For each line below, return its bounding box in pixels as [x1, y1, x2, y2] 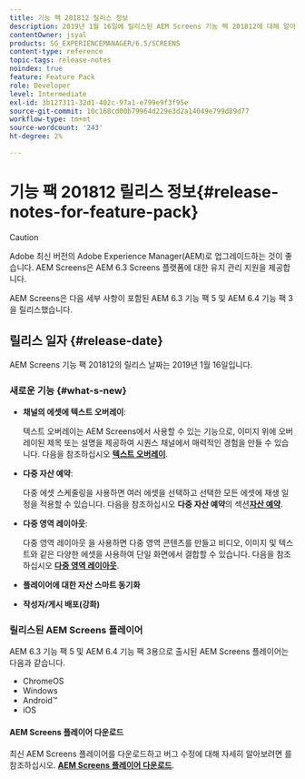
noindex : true [9, 65, 64, 74]
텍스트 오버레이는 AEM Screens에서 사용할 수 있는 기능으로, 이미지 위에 [22, 425, 277, 437]
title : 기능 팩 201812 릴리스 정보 [9, 13, 129, 23]
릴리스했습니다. [18, 304, 74, 315]
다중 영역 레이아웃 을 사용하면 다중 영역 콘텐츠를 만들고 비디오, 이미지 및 [22, 537, 277, 548]
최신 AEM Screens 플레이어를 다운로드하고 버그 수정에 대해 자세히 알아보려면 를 [9, 748, 292, 760]
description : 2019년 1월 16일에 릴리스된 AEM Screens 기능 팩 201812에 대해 [9, 22, 280, 31]
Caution [9, 231, 39, 242]
